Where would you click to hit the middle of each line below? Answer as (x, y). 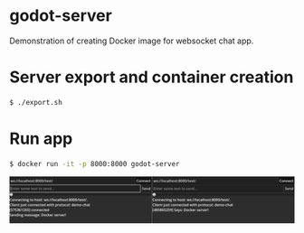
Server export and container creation (152, 77)
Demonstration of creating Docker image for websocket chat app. (132, 41)
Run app (41, 139)
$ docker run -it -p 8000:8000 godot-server (95, 163)
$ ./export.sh (36, 102)
